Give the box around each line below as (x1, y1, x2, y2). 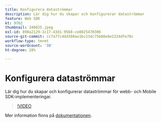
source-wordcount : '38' (5, 43, 54, 48)
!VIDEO (17, 103, 32, 109)
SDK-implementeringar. (5, 94, 52, 100)
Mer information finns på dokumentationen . (5, 112, 92, 119)
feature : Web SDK (5, 16, 40, 21)
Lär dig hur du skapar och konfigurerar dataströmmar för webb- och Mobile (5, 89, 157, 94)
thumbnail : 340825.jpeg (5, 25, 54, 30)
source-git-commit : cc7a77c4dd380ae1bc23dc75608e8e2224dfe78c (5, 34, 134, 39)
